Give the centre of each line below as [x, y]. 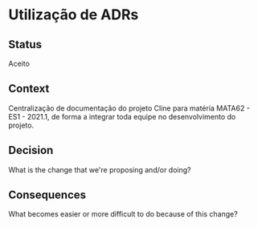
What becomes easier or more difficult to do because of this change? [123, 214]
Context [29, 89]
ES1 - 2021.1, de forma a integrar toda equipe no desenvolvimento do [122, 116]
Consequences [47, 195]
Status [25, 45]
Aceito [19, 63]
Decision [31, 150]
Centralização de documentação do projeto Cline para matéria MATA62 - [129, 108]
